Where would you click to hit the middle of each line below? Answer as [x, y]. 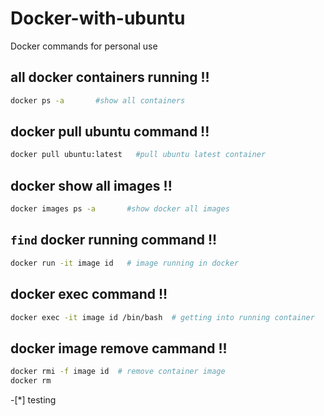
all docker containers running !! [110, 77]
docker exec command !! [89, 294]
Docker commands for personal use [84, 46]
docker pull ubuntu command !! [110, 132]
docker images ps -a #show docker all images [120, 209]
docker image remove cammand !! [119, 348]
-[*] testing [33, 399]
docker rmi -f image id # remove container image [118, 372]
